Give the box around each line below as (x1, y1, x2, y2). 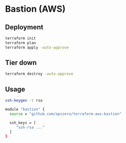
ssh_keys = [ (9, 120, 36, 125)
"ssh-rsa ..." (16, 125, 45, 130)
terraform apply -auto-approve (5, 45, 69, 50)
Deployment (5, 23, 44, 31)
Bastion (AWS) (5, 3, 66, 15)
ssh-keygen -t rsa (5, 98, 43, 103)
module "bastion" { (5, 107, 45, 112)
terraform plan (5, 40, 36, 45)
